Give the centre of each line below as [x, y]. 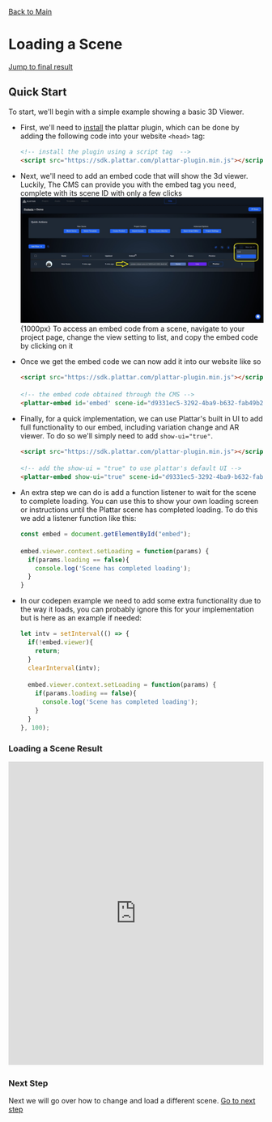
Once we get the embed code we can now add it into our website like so [140, 362]
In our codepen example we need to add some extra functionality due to [140, 601]
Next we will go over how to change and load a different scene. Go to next [132, 1101]
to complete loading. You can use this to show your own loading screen [139, 502]
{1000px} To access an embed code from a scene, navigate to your [132, 329]
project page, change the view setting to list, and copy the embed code [139, 337]
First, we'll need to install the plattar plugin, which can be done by [130, 127]
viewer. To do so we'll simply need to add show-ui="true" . [116, 435]
